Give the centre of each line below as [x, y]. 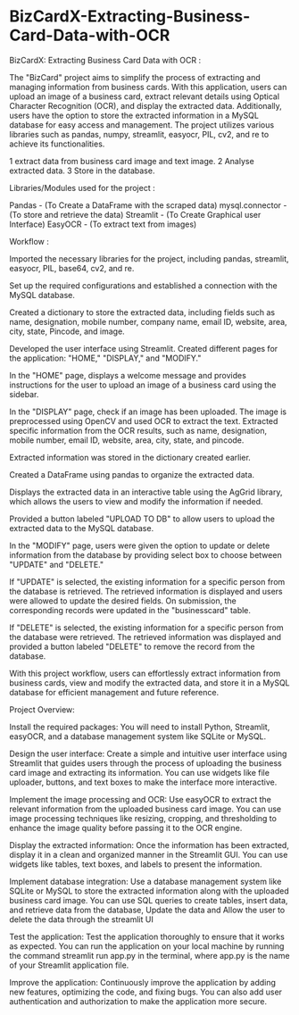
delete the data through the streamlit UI [81, 919]
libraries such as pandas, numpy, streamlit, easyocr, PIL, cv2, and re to [139, 134]
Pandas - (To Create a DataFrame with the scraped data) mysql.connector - [148, 205]
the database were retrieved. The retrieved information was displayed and [145, 636]
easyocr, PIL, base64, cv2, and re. [72, 268]
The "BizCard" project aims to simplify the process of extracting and [135, 77]
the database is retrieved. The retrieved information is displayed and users [146, 591]
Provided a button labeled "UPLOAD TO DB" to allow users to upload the [142, 519]
